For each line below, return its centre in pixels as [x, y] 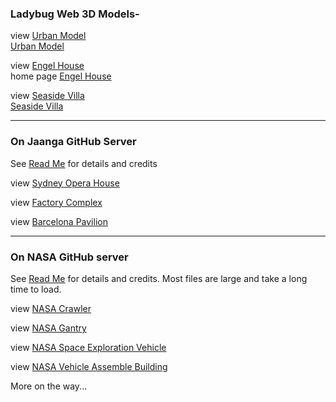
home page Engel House [61, 76]
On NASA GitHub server [69, 257]
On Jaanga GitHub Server [73, 142]
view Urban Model [48, 36]
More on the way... [49, 386]
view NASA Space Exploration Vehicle [88, 347]
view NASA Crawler [51, 308]
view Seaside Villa [47, 96]
